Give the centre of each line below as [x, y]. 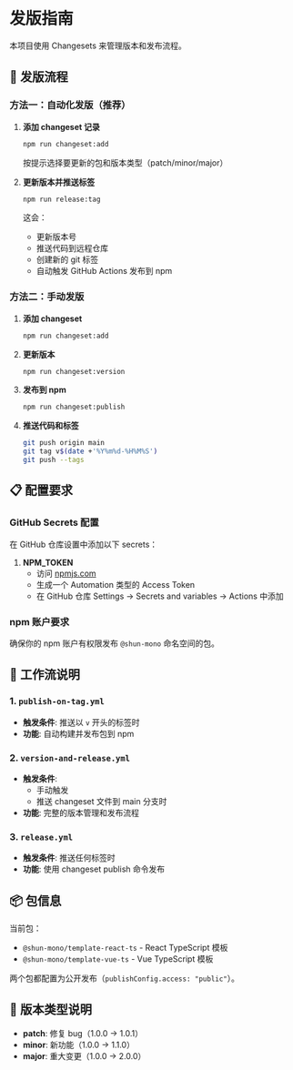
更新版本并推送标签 [59, 182]
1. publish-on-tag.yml [57, 702]
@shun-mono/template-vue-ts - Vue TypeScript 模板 [118, 959]
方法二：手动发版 [47, 297]
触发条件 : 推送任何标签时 [69, 858]
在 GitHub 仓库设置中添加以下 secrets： [84, 544]
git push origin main [63, 443]
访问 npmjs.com [66, 573]
